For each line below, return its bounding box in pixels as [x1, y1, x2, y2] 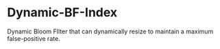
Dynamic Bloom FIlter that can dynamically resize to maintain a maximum [7, 27, 214, 35]
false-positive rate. [7, 34, 60, 42]
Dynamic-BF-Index [7, 5, 118, 20]
